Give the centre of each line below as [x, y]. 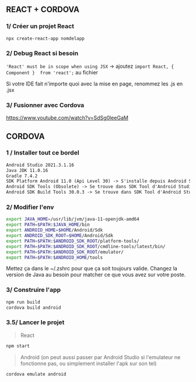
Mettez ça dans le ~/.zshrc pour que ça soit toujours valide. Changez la [92, 269]
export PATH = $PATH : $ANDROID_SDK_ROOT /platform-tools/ [73, 241]
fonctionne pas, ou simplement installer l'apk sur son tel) [88, 363]
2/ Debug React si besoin [42, 53]
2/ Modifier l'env [30, 207]
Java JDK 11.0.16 [27, 170]
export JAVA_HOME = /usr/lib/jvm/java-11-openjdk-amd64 [73, 219]
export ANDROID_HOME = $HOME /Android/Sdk [55, 230]
